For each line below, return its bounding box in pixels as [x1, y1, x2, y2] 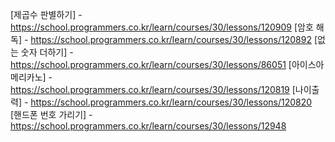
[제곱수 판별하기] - [10, 9, 83, 20]
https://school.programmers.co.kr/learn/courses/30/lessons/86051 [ [10, 59, 292, 70]
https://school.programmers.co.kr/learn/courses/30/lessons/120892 [30, 34, 312, 45]
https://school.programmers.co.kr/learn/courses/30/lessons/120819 [10, 84, 290, 95]
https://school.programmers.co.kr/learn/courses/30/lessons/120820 [30, 96, 313, 108]
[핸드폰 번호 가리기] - [10, 109, 93, 120]
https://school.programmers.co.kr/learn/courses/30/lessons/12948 [10, 120, 287, 132]
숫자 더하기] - [20, 46, 74, 58]
